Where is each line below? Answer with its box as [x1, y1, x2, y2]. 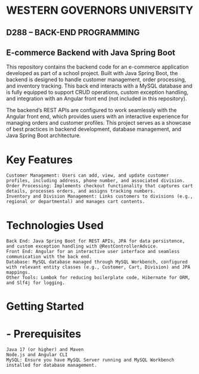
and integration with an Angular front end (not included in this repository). [6, 95, 187, 102]
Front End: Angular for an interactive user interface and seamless [6, 249, 180, 255]
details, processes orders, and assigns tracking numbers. [6, 188, 156, 194]
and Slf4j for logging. [6, 280, 66, 286]
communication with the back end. [6, 254, 92, 260]
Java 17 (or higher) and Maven [6, 347, 84, 353]
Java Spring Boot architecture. [6, 132, 82, 139]
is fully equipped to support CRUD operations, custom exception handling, [6, 89, 189, 96]
